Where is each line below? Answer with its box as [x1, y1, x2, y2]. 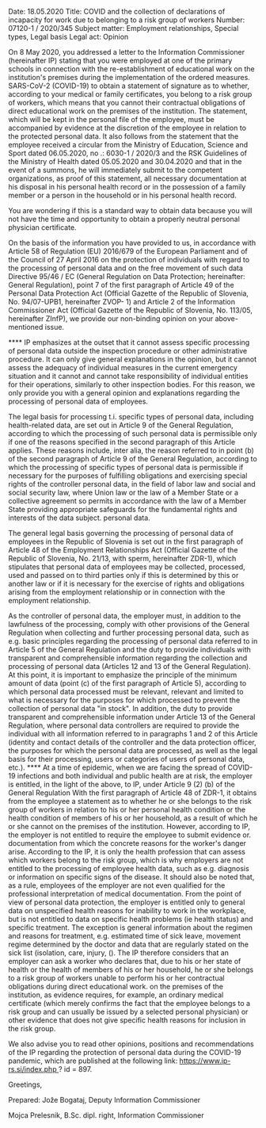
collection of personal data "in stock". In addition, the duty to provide [8, 704, 233, 713]
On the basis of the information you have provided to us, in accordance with [8, 238, 256, 247]
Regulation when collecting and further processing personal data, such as [8, 628, 249, 637]
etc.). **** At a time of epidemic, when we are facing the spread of [8, 763, 226, 772]
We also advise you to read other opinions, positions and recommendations [8, 1039, 255, 1049]
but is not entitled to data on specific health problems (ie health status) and [8, 915, 253, 923]
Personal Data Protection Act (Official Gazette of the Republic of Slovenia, [8, 289, 249, 298]
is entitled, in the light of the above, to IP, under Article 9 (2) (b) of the [8, 780, 235, 789]
